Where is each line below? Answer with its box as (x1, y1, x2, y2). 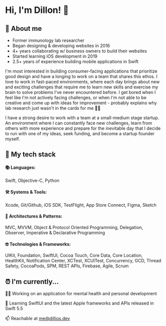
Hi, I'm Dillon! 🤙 (5, 4, 69, 16)
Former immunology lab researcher (12, 37, 85, 43)
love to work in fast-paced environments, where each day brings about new (5, 79, 160, 84)
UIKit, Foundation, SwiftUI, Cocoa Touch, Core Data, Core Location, (5, 252, 143, 258)
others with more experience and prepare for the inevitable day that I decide (5, 125, 161, 131)
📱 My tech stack (5, 150, 56, 159)
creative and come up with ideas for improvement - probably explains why (5, 100, 157, 106)
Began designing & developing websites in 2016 (12, 43, 111, 49)
